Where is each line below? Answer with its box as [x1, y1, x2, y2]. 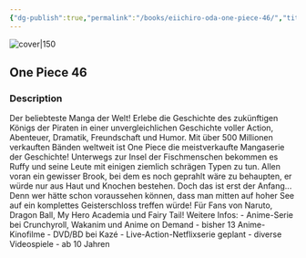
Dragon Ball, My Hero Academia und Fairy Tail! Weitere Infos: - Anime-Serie [9, 210, 294, 221]
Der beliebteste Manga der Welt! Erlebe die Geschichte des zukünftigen [9, 113, 279, 124]
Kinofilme [9, 229, 46, 240]
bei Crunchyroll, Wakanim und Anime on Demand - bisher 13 [9, 220, 236, 231]
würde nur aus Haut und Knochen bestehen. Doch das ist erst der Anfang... [9, 181, 292, 191]
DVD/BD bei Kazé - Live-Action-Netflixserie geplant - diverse [53, 229, 282, 240]
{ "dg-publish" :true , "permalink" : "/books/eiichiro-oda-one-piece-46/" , [9, 13, 283, 23]
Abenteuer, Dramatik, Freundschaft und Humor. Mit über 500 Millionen [9, 132, 273, 143]
